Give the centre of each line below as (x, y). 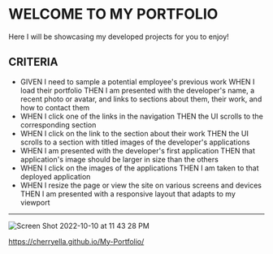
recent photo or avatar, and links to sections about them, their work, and (141, 99)
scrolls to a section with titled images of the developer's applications (135, 142)
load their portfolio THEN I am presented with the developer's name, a (137, 90)
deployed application (55, 176)
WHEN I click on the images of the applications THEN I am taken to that (139, 168)
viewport (35, 202)
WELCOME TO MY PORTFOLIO (113, 14)
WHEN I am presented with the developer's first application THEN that (138, 150)
